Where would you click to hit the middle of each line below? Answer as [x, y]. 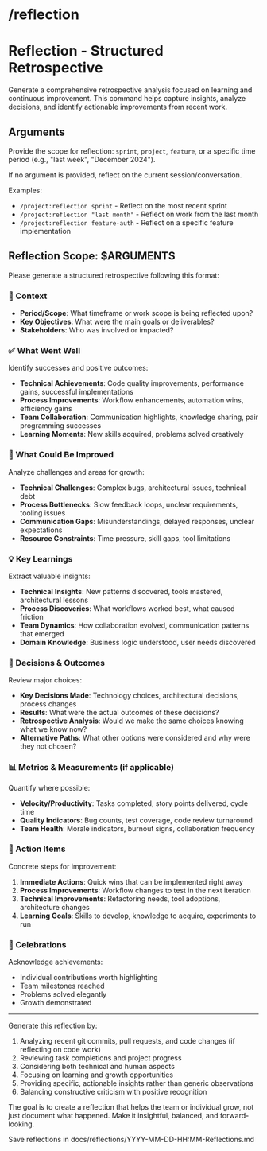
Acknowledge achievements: [56, 962]
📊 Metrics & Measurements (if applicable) [91, 768]
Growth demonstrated [56, 1003]
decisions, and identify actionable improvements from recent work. [118, 107]
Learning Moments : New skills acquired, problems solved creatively [132, 434]
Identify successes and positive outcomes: [78, 368]
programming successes [60, 426]
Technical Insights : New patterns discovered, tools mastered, [121, 591]
